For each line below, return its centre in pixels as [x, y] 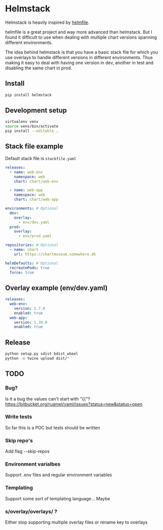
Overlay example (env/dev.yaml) [56, 288]
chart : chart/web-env [36, 181]
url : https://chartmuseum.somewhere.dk [55, 254]
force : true [22, 272]
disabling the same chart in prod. [39, 68]
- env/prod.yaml [35, 236]
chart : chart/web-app [36, 200]
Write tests [19, 417]
